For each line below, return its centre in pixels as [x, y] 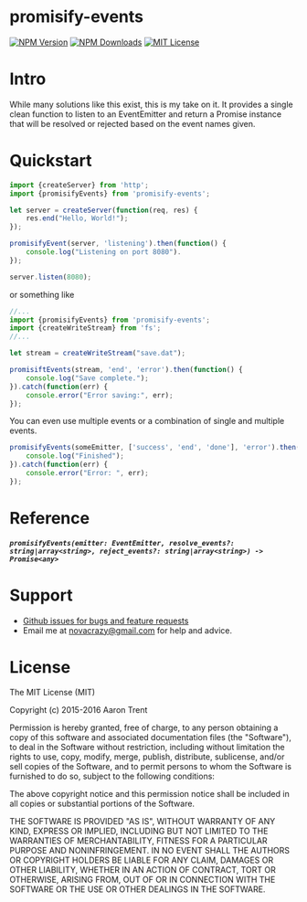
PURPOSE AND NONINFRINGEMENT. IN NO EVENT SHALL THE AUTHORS [150, 851]
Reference [49, 518]
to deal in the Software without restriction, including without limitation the [147, 748]
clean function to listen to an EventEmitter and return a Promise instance [145, 114]
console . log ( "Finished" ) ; [75, 456]
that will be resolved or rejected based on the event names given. [132, 123]
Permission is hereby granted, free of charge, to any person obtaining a [144, 727]
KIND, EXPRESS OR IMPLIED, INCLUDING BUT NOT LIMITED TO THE [139, 831]
